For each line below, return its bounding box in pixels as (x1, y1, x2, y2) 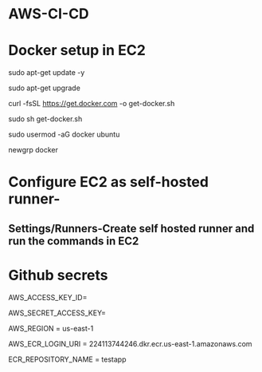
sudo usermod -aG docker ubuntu (8, 129, 120, 140)
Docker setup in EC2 (8, 42, 146, 60)
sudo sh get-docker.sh (8, 114, 83, 124)
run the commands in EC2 (8, 234, 139, 247)
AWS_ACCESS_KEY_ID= (8, 292, 88, 302)
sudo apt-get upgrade (8, 83, 81, 93)
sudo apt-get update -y (8, 68, 85, 77)
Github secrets (8, 266, 109, 284)
